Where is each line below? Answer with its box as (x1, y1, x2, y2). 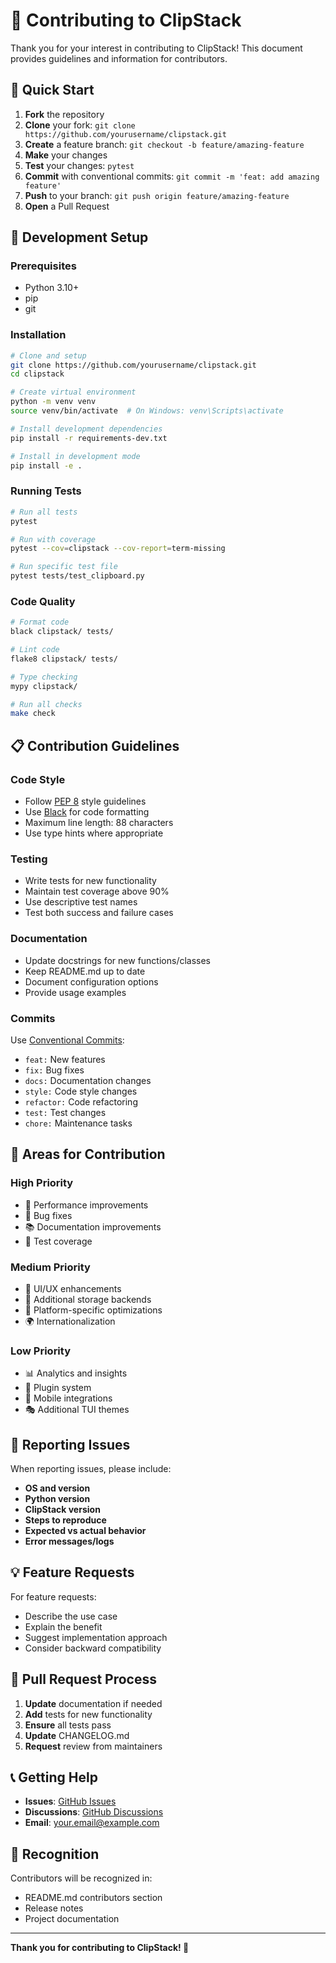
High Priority (10, 1176, 74, 1190)
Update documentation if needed (24, 1697, 163, 1709)
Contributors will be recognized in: (10, 1872, 153, 1884)
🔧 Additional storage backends (24, 1293, 152, 1305)
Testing (10, 852, 48, 866)
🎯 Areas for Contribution (10, 1146, 166, 1163)
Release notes (24, 1902, 84, 1914)
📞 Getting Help (10, 1769, 98, 1786)
